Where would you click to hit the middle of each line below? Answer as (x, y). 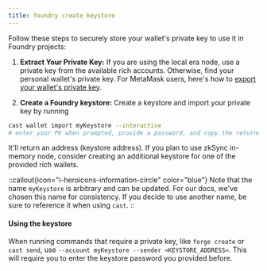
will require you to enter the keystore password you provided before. (120, 258)
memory (22, 156)
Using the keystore (40, 223)
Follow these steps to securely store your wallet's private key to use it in (126, 38)
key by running (44, 111)
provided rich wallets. (44, 165)
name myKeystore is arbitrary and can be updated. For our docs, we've (123, 189)
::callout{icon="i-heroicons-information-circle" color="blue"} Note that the (130, 180)
